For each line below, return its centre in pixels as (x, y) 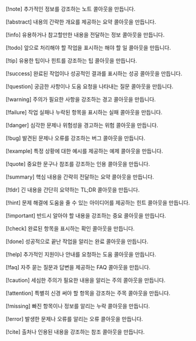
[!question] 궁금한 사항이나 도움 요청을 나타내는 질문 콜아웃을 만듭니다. (90, 86)
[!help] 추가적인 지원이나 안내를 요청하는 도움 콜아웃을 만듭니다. (81, 254)
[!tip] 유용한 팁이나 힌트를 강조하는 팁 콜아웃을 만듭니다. (71, 60)
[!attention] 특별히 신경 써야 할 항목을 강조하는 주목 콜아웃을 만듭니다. (88, 293)
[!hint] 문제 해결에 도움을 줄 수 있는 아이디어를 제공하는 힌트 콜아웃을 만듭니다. (98, 203)
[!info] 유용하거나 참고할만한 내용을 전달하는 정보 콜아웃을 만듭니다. (85, 35)
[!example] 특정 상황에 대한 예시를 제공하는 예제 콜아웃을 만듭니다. (84, 151)
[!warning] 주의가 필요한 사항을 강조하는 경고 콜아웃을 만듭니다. (81, 99)
